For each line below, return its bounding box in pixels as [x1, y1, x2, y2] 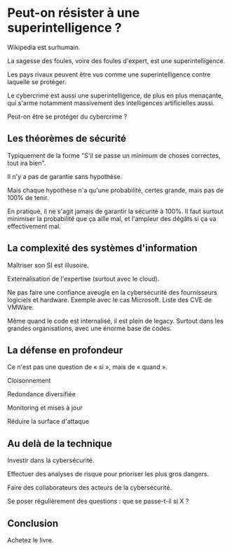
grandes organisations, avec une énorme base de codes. [7, 324, 172, 333]
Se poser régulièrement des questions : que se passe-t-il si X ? [7, 497, 189, 506]
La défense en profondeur [7, 344, 123, 356]
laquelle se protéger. [7, 77, 67, 86]
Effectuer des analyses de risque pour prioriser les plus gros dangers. [7, 470, 209, 478]
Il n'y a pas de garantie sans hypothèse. [7, 172, 123, 180]
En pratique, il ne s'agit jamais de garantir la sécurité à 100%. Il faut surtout [7, 207, 224, 215]
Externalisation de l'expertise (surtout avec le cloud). [7, 274, 160, 283]
